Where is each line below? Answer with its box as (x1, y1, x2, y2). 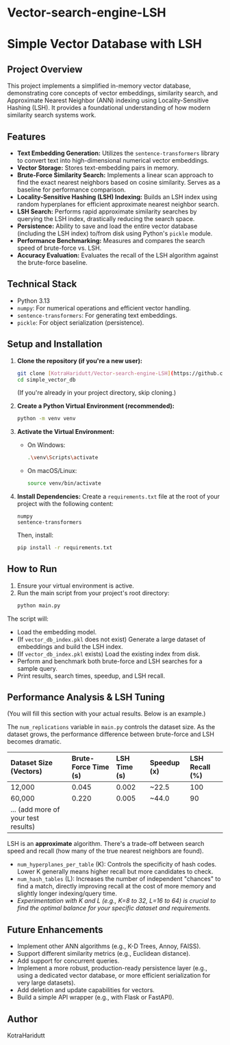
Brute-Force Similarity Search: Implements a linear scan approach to (16, 171, 214, 179)
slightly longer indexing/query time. (16, 889, 118, 897)
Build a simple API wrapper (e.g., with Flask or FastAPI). (16, 994, 175, 1002)
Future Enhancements (7, 923, 104, 935)
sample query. (16, 664, 58, 672)
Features (7, 130, 46, 142)
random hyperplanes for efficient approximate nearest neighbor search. (16, 200, 220, 208)
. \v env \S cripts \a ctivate (27, 455, 99, 461)
